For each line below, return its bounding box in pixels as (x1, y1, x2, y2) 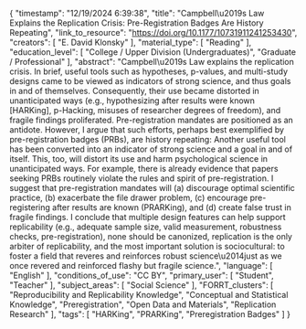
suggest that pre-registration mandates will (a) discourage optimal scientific (9, 183, 295, 193)
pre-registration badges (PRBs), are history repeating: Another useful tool (9, 134, 286, 144)
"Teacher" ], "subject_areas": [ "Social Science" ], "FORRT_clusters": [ (9, 280, 274, 291)
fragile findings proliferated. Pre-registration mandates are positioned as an (9, 114, 294, 125)
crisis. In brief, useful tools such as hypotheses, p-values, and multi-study (9, 66, 289, 77)
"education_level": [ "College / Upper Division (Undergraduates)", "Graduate (9, 47, 297, 58)
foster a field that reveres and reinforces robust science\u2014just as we (9, 250, 282, 261)
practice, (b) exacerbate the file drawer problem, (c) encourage (9, 192, 248, 203)
